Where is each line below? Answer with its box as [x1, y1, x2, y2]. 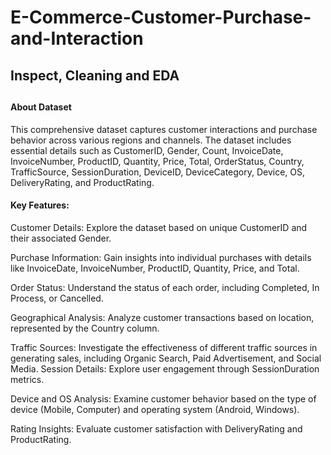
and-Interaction [10, 27, 144, 50]
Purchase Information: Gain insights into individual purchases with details [10, 251, 312, 263]
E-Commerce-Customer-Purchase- [10, 6, 312, 29]
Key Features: [10, 199, 70, 211]
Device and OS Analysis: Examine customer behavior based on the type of [10, 392, 317, 405]
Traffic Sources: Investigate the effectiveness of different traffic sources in [10, 341, 318, 353]
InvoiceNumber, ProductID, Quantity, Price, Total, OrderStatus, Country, [10, 155, 305, 167]
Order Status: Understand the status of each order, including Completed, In [10, 281, 320, 293]
